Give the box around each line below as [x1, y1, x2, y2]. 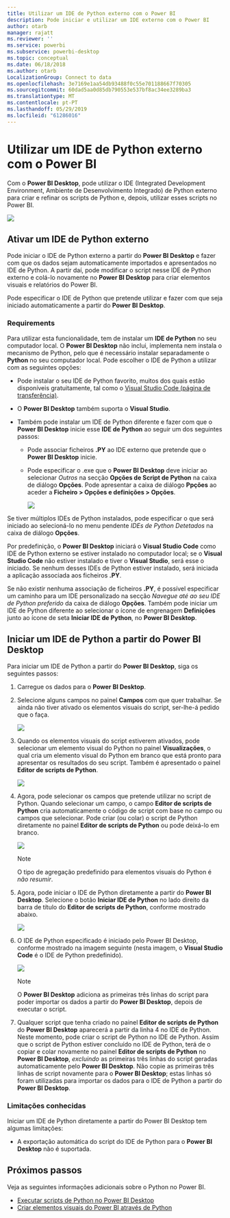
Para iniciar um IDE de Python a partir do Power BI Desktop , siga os [7, 662, 199, 671]
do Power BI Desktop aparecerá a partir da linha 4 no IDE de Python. [16, 1026, 212, 1034]
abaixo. [16, 910, 38, 919]
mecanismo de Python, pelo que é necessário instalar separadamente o [7, 348, 210, 357]
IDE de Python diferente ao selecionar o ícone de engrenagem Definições [7, 606, 216, 614]
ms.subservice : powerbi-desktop [7, 49, 99, 56]
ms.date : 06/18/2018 [7, 61, 66, 68]
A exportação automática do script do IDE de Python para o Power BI [16, 1137, 213, 1145]
